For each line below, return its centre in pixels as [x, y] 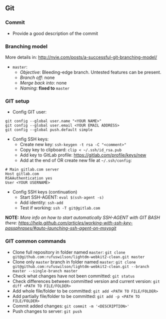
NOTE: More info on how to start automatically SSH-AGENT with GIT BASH [82, 217]
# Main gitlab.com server [32, 169]
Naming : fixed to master [45, 88]
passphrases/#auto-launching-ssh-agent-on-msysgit [61, 228]
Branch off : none [37, 77]
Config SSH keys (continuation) [45, 192]
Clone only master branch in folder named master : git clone [74, 261]
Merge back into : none [43, 82]
